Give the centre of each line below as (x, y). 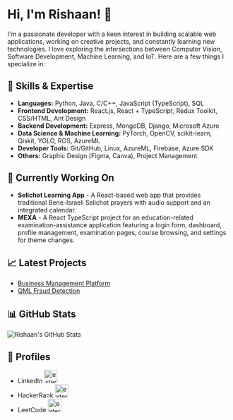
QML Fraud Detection (49, 291)
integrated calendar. (47, 210)
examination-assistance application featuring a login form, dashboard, (120, 224)
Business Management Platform (64, 283)
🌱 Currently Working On (61, 178)
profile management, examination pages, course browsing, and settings (122, 232)
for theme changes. (46, 240)
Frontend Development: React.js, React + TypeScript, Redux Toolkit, (117, 110)
